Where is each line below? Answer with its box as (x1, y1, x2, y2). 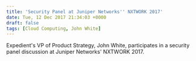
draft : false (6, 20, 39, 26)
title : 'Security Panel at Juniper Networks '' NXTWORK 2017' (6, 8, 163, 15)
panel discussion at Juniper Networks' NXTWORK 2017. (6, 48, 145, 56)
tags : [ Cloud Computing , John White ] (6, 25, 101, 32)
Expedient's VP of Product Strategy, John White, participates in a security (6, 42, 190, 49)
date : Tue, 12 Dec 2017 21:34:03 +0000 (6, 14, 107, 20)
